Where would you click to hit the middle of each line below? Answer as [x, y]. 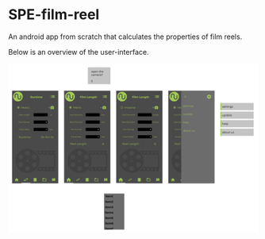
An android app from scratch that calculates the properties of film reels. [125, 37]
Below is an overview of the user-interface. [79, 52]
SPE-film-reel [54, 15]
